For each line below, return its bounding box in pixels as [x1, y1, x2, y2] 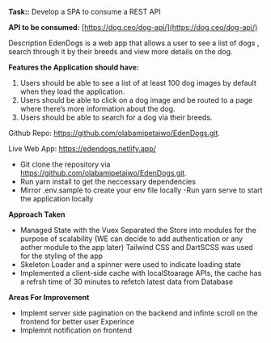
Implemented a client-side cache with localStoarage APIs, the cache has [19, 269, 262, 277]
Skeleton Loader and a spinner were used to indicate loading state [19, 260, 241, 269]
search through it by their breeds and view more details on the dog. [8, 47, 233, 56]
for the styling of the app [19, 251, 104, 260]
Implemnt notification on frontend [19, 325, 132, 335]
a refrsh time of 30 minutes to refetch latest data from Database [19, 277, 233, 286]
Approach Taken [8, 210, 66, 219]
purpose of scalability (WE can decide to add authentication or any [19, 234, 243, 243]
